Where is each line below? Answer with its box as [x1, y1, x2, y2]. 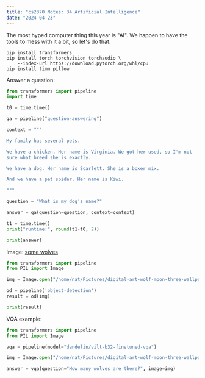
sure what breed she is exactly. [6, 154, 92, 160]
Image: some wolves [6, 248, 58, 255]
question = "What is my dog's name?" [6, 199, 103, 205]
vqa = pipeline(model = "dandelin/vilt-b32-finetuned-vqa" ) [6, 344, 157, 350]
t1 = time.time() [6, 220, 51, 226]
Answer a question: [6, 76, 55, 84]
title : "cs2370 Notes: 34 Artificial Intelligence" [6, 9, 140, 15]
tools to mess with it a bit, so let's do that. [6, 38, 111, 45]
